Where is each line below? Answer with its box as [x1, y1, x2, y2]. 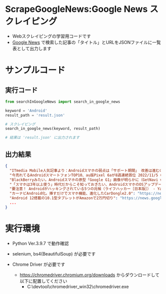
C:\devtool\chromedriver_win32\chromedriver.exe [27, 284, 129, 290]
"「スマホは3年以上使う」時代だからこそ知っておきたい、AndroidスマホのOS [9, 182, 144, 187]
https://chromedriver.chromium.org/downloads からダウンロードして [19, 272, 160, 278]
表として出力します [12, 45, 52, 51]
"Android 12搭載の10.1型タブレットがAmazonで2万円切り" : [9, 196, 118, 201]
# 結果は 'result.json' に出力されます [5, 135, 80, 140]
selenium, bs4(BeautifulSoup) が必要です [12, 251, 96, 256]
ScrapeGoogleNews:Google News [5, 3, 148, 15]
